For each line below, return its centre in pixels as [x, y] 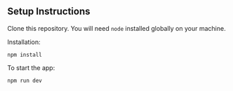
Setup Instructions [49, 12]
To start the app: [31, 68]
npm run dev [25, 80]
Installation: [24, 42]
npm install [25, 55]
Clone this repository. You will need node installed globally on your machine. [116, 28]
